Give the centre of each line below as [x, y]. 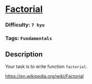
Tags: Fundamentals [29, 38]
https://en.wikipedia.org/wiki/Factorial [44, 76]
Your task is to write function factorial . [46, 66]
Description [24, 54]
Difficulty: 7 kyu [25, 25]
